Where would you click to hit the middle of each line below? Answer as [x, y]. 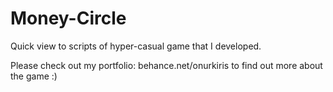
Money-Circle [68, 18]
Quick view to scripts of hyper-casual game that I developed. [136, 46]
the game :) [34, 76]
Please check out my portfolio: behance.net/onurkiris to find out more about [166, 65]
